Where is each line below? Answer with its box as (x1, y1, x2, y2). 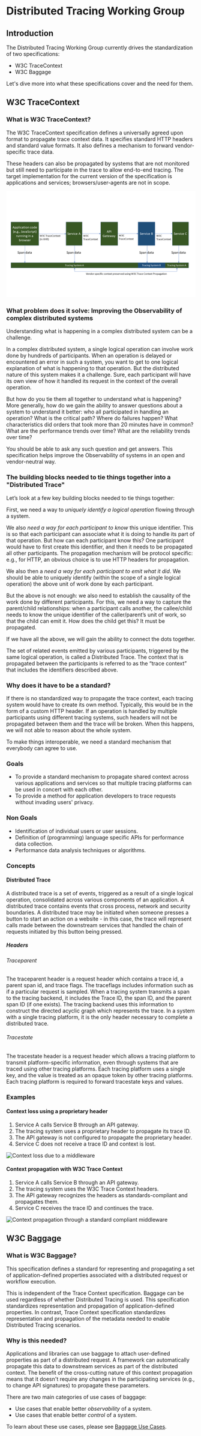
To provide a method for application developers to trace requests (14, 792, 176, 799)
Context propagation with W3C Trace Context (6, 1165, 123, 1173)
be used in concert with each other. (14, 786, 103, 793)
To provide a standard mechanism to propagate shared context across (14, 773, 189, 781)
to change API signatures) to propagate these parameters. (6, 1381, 150, 1389)
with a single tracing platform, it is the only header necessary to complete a (6, 1014, 193, 1021)
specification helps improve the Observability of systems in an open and (6, 452, 185, 459)
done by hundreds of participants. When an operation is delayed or (6, 352, 172, 359)
